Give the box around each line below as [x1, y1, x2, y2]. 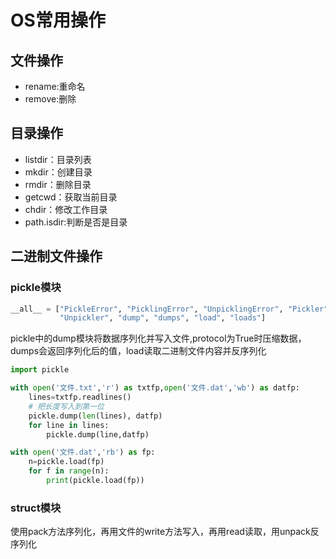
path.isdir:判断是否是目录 [24, 216, 128, 228]
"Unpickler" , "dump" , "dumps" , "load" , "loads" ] [59, 313, 267, 323]
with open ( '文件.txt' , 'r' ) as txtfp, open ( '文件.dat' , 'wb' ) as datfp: [10, 383, 300, 393]
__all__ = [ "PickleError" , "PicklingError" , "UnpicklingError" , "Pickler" [10, 304, 329, 314]
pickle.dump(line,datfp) [46, 429, 150, 440]
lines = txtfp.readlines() [28, 392, 132, 402]
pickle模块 [10, 281, 62, 295]
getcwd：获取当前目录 [24, 191, 118, 203]
